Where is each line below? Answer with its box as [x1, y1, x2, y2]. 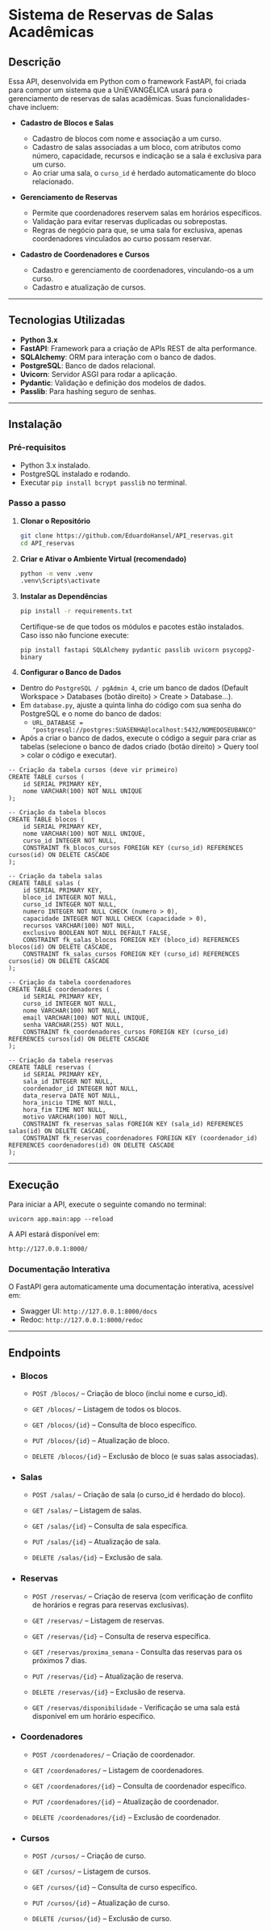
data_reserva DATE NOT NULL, [23, 1092, 121, 1100]
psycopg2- [222, 646, 256, 655]
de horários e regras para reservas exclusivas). [31, 1600, 190, 1610]
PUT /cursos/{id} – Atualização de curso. [31, 1898, 170, 1908]
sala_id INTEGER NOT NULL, [23, 1078, 114, 1086]
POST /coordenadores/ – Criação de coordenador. [31, 1750, 195, 1759]
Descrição [8, 55, 61, 69]
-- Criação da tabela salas [8, 872, 103, 881]
